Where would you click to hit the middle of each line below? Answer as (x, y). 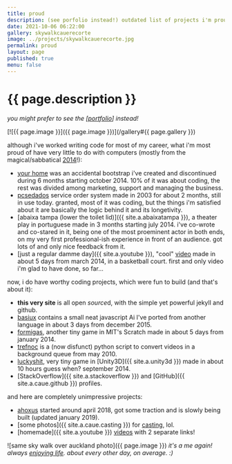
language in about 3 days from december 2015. (84, 325)
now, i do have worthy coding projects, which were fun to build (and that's (113, 282)
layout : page (26, 52)
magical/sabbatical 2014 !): (45, 159)
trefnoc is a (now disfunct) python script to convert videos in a (106, 347)
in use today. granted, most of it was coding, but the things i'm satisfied (119, 202)
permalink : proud (32, 46)
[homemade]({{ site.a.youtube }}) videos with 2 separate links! (106, 432)
